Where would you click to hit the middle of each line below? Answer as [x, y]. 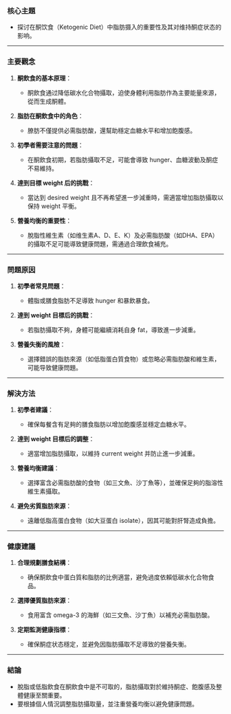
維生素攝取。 [45, 491]
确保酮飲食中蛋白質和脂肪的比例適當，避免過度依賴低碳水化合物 [118, 577]
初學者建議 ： [35, 410]
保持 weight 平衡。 [54, 206]
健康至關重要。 [44, 695]
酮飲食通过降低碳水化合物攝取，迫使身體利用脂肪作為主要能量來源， [124, 92]
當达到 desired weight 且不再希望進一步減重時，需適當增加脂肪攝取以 [125, 197]
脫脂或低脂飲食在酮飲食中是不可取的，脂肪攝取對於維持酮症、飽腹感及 [117, 687]
